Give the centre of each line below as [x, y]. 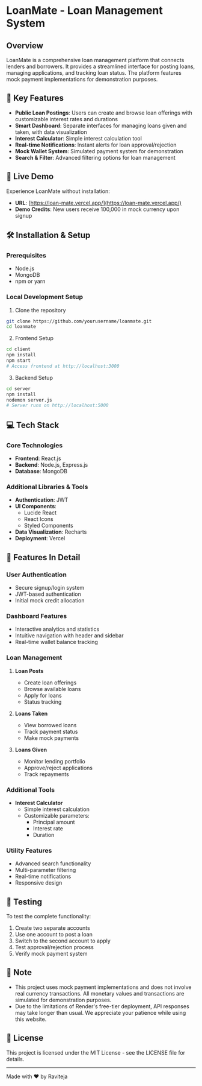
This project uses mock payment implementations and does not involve [103, 987]
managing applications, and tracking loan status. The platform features [94, 73]
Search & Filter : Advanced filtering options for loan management [95, 157]
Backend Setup [34, 377]
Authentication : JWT [41, 500]
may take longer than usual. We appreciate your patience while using [100, 1012]
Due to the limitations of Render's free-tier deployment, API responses [102, 1006]
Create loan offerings [50, 683]
